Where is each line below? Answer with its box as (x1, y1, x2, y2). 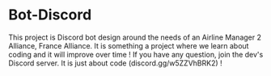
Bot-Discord (8, 6, 92, 24)
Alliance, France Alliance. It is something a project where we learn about (8, 40, 249, 50)
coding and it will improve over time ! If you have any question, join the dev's (8, 49, 264, 59)
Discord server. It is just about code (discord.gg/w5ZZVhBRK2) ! (8, 58, 222, 68)
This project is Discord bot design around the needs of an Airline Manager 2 (8, 32, 261, 42)
